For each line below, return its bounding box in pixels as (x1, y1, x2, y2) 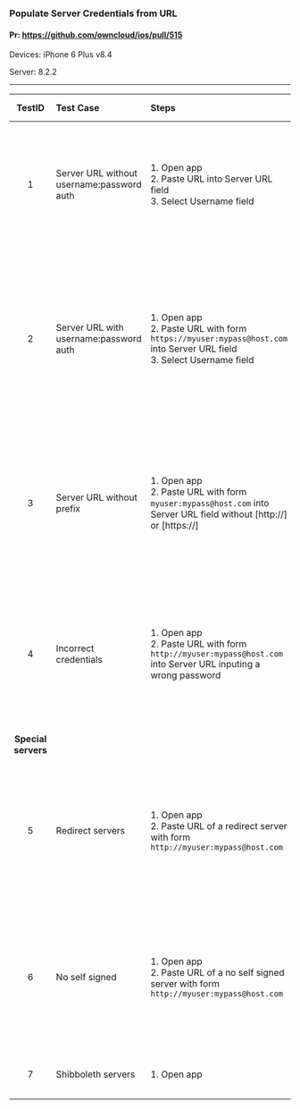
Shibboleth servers (55, 1068, 136, 1080)
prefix (55, 503, 80, 515)
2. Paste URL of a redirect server (150, 820, 287, 833)
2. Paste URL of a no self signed (150, 967, 285, 979)
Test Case (55, 102, 100, 114)
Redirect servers (55, 825, 125, 837)
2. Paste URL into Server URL (150, 173, 273, 185)
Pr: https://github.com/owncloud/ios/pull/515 (9, 30, 183, 40)
